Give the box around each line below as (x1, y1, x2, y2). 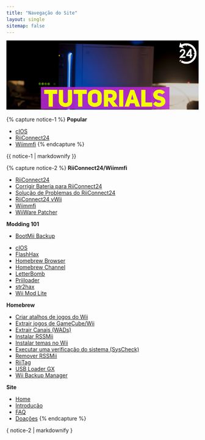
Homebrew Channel (15, 263, 66, 271)
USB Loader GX (15, 365, 55, 372)
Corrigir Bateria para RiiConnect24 (15, 182, 103, 189)
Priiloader (15, 276, 40, 284)
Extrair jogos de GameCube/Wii (15, 320, 95, 327)
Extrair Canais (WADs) (15, 326, 71, 333)
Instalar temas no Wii (15, 339, 68, 346)
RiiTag (15, 358, 32, 366)
